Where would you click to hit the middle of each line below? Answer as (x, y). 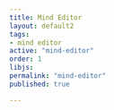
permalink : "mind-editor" (57, 76)
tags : (19, 34)
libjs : (22, 68)
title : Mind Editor (46, 17)
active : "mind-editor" (52, 51)
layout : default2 (42, 26)
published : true (39, 84)
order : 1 (26, 59)
